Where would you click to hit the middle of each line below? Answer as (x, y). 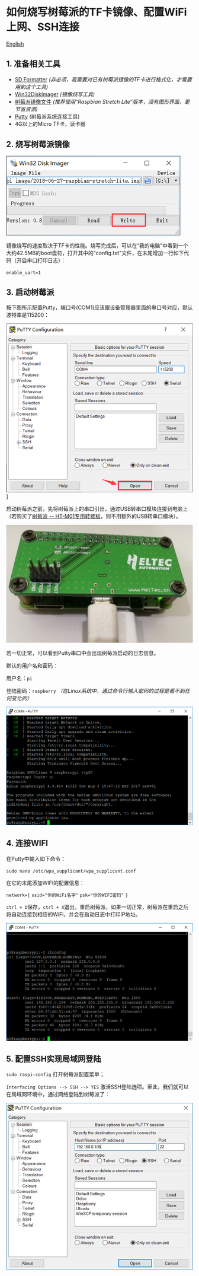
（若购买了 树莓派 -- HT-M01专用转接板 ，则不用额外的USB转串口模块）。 (94, 516)
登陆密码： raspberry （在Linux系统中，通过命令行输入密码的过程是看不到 (95, 691)
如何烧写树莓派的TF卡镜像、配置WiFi (97, 12)
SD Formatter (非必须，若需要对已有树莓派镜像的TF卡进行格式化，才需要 (103, 79)
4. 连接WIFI (27, 843)
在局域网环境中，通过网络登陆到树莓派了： (58, 1094)
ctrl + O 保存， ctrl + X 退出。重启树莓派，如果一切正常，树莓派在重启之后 (97, 907)
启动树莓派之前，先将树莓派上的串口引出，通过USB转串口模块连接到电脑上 (97, 508)
